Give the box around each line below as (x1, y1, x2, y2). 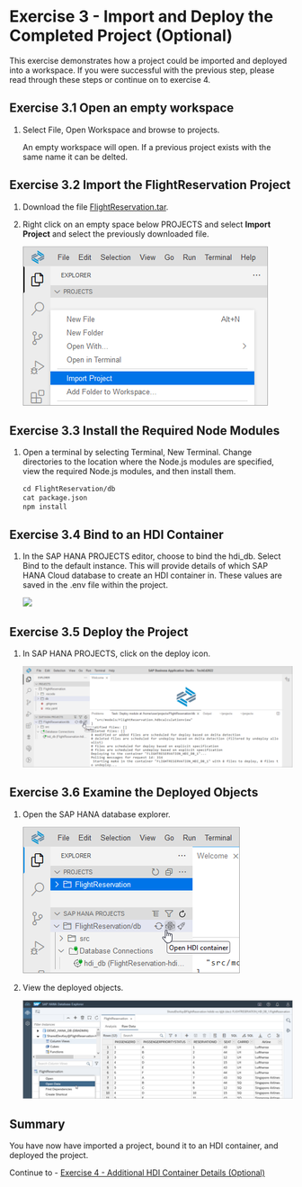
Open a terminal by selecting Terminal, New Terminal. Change (22, 447, 253, 458)
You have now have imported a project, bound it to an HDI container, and (9, 1140, 279, 1151)
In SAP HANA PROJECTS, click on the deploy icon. (22, 648, 211, 659)
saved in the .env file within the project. (22, 580, 169, 590)
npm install (22, 502, 67, 512)
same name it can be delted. (22, 151, 129, 162)
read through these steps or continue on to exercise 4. (9, 74, 211, 85)
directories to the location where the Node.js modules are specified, (22, 456, 274, 467)
